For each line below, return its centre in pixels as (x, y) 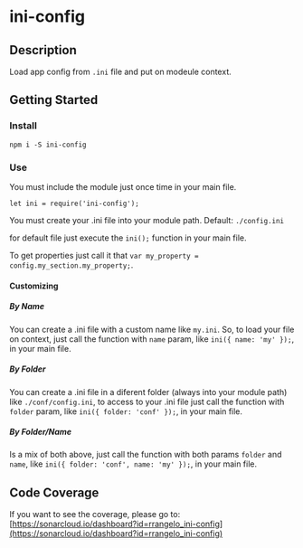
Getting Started (54, 100)
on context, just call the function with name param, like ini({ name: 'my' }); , (152, 339)
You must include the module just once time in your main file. (123, 186)
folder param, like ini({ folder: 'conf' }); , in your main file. (126, 411)
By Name (27, 307)
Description (43, 50)
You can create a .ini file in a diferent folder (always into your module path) (148, 392)
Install (24, 126)
